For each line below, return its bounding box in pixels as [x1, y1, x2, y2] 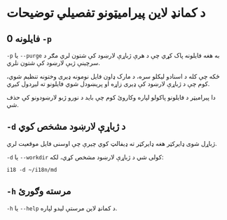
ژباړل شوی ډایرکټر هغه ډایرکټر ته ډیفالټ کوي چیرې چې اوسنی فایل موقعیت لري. [6, 139, 218, 147]
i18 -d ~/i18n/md [6, 166, 57, 173]
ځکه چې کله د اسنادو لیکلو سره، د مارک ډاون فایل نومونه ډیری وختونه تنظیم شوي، [6, 72, 220, 80]
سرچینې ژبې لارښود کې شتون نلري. [6, 59, 101, 67]
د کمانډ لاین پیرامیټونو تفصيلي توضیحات [6, 5, 206, 21]
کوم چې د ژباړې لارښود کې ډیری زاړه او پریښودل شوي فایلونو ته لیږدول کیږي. [6, 80, 210, 88]
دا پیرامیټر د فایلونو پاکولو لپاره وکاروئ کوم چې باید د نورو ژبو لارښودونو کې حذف [6, 93, 216, 101]
